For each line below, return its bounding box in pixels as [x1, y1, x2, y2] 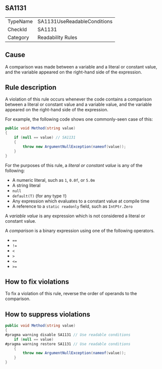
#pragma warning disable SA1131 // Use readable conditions [5, 332, 131, 337]
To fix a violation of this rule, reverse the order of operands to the [5, 291, 137, 297]
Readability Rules [37, 34, 78, 41]
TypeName [7, 18, 33, 25]
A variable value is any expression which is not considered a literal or [5, 213, 145, 219]
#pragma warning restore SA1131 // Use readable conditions [5, 341, 131, 346]
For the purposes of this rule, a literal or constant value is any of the [5, 162, 143, 168]
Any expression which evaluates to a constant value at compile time [12, 198, 150, 204]
